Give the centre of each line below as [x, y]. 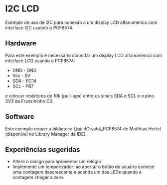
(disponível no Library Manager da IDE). [46, 134]
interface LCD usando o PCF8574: [40, 61]
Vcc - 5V [21, 76]
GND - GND [24, 70]
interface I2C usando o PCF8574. [39, 27]
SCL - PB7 [23, 86]
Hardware [21, 44]
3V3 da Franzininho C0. [29, 101]
